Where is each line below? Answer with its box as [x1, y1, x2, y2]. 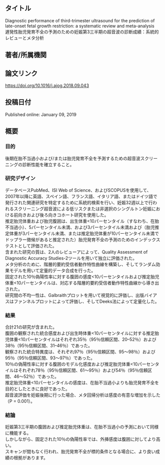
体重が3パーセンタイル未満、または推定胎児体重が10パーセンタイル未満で [9, 230, 159, 236]
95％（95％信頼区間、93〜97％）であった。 [5, 355, 95, 361]
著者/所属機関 [5, 51, 47, 59]
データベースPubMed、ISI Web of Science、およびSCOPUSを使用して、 [5, 187, 152, 193]
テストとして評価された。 [5, 243, 57, 249]
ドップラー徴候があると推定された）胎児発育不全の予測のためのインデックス [5, 236, 161, 243]
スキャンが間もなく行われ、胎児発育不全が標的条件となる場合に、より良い [5, 449, 156, 455]
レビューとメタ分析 [5, 35, 44, 41]
